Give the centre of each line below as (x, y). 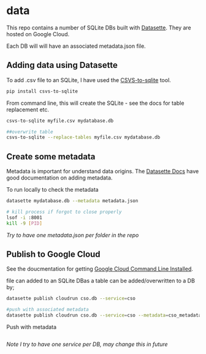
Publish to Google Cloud (53, 254)
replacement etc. (28, 109)
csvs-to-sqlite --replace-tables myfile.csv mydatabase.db (83, 137)
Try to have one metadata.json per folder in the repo (73, 235)
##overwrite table (30, 132)
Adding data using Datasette (62, 65)
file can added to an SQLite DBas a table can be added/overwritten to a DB (101, 281)
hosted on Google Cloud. (38, 34)
